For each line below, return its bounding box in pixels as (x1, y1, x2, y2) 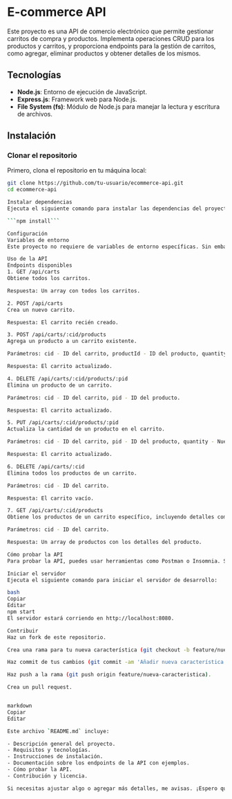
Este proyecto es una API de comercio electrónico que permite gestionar (7, 27, 214, 35)
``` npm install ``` (7, 218, 60, 225)
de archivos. (17, 109, 53, 118)
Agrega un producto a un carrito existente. (7, 337, 137, 345)
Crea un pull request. (7, 684, 72, 691)
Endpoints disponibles (7, 262, 72, 269)
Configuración (7, 230, 48, 237)
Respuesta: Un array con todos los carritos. (7, 287, 140, 295)
